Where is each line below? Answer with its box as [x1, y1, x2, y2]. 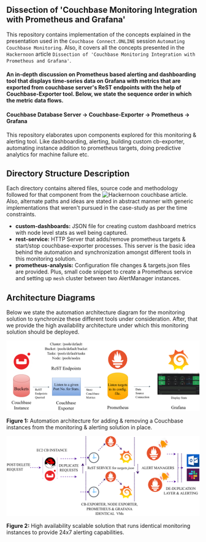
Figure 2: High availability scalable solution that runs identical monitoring [6, 522, 191, 530]
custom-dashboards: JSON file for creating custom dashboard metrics [15, 223, 196, 230]
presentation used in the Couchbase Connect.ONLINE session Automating [6, 37, 185, 45]
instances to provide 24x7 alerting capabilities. [6, 529, 124, 536]
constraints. [6, 211, 37, 218]
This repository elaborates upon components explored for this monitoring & [6, 131, 197, 139]
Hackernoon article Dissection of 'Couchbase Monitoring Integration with [6, 50, 196, 58]
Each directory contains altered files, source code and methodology [6, 185, 178, 192]
